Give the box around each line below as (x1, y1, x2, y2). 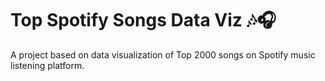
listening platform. (10, 59, 85, 71)
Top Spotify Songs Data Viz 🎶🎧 (10, 9, 277, 32)
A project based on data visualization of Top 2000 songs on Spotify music (10, 48, 316, 61)
